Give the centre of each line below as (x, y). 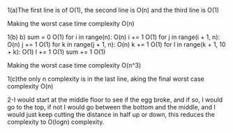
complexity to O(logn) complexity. (56, 122)
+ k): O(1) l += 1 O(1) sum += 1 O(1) (57, 52)
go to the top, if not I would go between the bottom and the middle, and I (112, 107)
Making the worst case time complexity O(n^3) (74, 65)
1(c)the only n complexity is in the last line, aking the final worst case (106, 79)
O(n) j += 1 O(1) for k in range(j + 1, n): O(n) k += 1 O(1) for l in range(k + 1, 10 (116, 44)
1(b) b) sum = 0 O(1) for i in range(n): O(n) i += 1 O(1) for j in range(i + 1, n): (114, 37)
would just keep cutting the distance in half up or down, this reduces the (111, 115)
